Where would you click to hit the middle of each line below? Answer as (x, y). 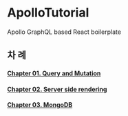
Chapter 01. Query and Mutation (54, 73)
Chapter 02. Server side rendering (57, 89)
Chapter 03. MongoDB (40, 105)
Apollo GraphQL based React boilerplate (64, 32)
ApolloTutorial (48, 13)
